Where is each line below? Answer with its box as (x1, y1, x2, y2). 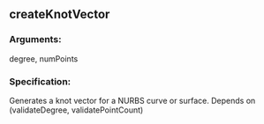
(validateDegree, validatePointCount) (9, 105, 144, 115)
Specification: (9, 75, 72, 87)
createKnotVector (9, 7, 110, 22)
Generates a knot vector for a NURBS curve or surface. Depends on (9, 95, 256, 106)
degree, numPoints (9, 53, 79, 64)
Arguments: (9, 33, 62, 46)
